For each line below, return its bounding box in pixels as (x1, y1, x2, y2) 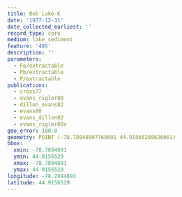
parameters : (7, 56, 42, 63)
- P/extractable (13, 75, 61, 82)
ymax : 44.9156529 (13, 166, 64, 173)
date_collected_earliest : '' (7, 23, 92, 30)
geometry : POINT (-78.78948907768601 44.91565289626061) (7, 133, 176, 140)
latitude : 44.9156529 (7, 179, 70, 186)
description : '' (7, 50, 54, 57)
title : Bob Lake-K (7, 10, 61, 17)
